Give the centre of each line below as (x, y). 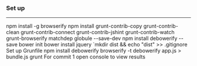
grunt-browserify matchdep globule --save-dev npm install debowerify (92, 38)
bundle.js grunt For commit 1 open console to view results (76, 57)
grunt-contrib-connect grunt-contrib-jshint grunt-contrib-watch (97, 32)
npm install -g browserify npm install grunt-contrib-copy (74, 26)
